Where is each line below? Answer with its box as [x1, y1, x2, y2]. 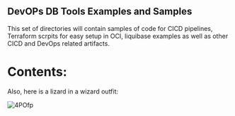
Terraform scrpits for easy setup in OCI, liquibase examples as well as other [7, 32, 229, 40]
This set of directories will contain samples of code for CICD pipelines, [7, 24, 213, 32]
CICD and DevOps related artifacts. [7, 39, 110, 48]
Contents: [7, 64, 67, 79]
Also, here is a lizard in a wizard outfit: [7, 87, 119, 96]
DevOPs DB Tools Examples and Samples [7, 6, 193, 18]
